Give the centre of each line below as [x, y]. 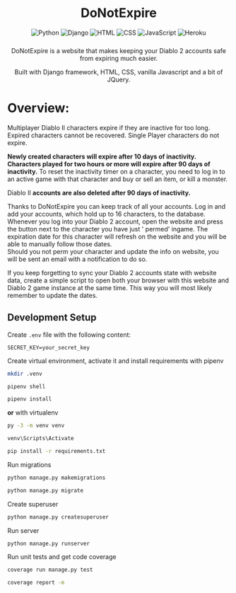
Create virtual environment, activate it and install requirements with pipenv [116, 361]
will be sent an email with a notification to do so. [77, 259]
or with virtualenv [33, 413]
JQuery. [119, 79]
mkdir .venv [25, 374]
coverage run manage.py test [50, 570]
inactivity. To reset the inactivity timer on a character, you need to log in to [116, 171]
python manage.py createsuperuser [58, 517]
